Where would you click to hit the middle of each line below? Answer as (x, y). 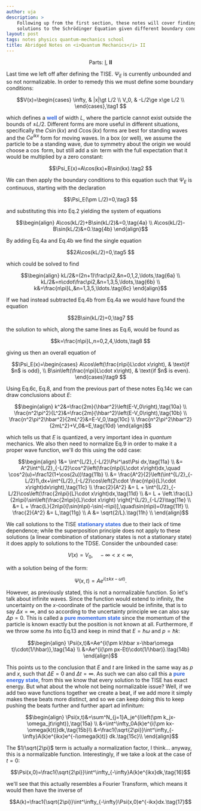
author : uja (21, 12)
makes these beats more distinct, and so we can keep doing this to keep (95, 699)
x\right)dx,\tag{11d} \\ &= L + (126, 494)
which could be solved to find (43, 264)
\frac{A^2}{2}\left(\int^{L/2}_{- (155, 475)
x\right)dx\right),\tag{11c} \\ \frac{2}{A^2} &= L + (85, 487)
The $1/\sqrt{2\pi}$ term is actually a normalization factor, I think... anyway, (99, 747)
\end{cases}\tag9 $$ (100, 377)
